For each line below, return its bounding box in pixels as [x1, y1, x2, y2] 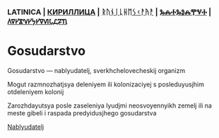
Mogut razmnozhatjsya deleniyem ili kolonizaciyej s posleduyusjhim [7, 80, 205, 88]
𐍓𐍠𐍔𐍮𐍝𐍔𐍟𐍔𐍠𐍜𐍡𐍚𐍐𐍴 [7, 16, 68, 26]
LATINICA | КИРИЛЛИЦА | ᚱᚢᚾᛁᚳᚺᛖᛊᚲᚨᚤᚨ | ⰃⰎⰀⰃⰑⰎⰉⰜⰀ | [7, 7, 212, 17]
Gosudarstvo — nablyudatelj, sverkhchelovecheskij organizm [7, 66, 186, 74]
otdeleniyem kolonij [7, 87, 64, 96]
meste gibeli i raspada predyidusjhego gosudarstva [7, 108, 157, 117]
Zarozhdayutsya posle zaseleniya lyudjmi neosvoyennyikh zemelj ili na [7, 101, 212, 110]
